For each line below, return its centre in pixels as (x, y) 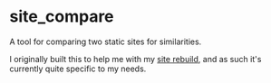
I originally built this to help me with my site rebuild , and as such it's (135, 59)
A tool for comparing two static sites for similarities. (106, 41)
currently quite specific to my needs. (78, 69)
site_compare (62, 17)
